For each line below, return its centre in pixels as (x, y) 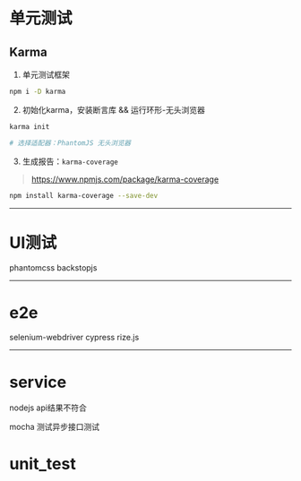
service (38, 382)
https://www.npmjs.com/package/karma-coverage (125, 179)
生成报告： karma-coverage (70, 161)
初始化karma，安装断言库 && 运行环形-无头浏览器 (114, 109)
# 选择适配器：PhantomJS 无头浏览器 (70, 143)
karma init (30, 126)
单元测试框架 (46, 74)
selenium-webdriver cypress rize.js (74, 338)
